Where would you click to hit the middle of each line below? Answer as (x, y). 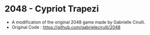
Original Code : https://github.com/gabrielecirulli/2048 (66, 27)
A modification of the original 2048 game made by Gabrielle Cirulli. (78, 22)
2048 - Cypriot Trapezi (52, 9)
